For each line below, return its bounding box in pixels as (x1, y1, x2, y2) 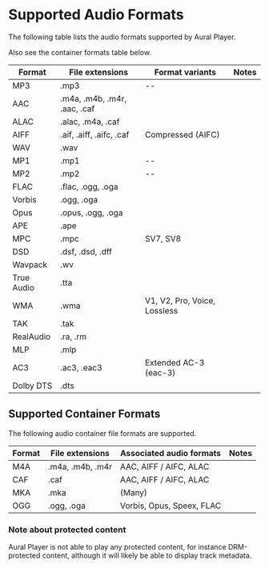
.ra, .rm (59, 330, 87, 342)
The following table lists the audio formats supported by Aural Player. (8, 32, 236, 42)
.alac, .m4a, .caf (59, 116, 120, 127)
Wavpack (12, 258, 48, 270)
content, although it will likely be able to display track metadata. (42, 550, 252, 561)
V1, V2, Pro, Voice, (144, 294, 216, 306)
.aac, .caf (59, 102, 95, 114)
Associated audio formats (119, 447, 222, 458)
